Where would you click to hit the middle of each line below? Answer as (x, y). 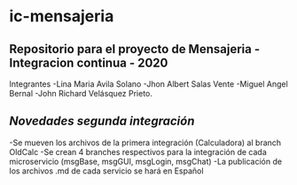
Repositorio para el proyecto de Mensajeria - (134, 49)
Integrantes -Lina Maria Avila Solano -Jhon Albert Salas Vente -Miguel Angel (148, 84)
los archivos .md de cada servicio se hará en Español (106, 171)
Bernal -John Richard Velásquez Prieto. (81, 93)
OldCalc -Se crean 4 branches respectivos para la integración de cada (138, 151)
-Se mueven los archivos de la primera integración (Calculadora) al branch (145, 143)
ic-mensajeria (62, 16)
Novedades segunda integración (102, 121)
